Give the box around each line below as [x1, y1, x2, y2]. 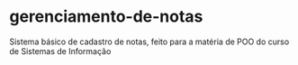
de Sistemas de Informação [9, 45, 112, 56]
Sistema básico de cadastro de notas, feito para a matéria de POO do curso [9, 36, 290, 47]
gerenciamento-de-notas [9, 6, 203, 27]
